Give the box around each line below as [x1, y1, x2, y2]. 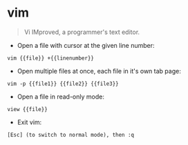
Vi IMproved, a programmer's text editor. [23, 28, 140, 36]
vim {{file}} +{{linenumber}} [7, 54, 95, 62]
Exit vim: [17, 118, 42, 126]
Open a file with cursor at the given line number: [17, 41, 155, 49]
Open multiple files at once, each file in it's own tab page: [17, 67, 181, 75]
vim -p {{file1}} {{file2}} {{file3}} [7, 80, 119, 87]
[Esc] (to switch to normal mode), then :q [7, 131, 135, 138]
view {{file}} [7, 105, 48, 112]
